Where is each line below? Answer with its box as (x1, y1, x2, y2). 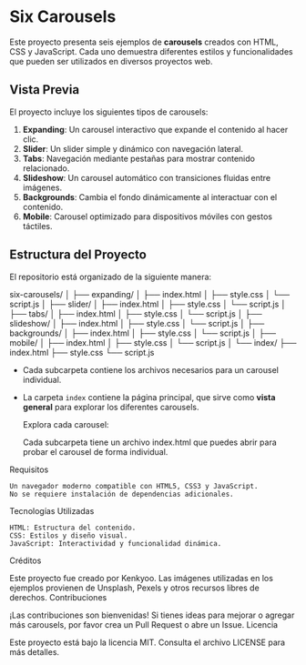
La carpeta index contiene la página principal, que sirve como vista (22, 391, 276, 402)
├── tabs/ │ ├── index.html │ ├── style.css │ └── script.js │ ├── (9, 307, 262, 319)
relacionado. (22, 162, 70, 174)
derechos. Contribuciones (9, 591, 107, 602)
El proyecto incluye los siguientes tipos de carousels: (9, 106, 209, 117)
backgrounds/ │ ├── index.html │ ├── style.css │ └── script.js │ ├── (9, 327, 276, 338)
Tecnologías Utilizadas (9, 505, 95, 516)
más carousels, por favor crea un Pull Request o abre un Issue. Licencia (9, 619, 279, 630)
